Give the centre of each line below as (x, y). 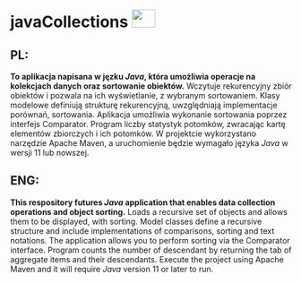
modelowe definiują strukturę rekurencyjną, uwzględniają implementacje (144, 105)
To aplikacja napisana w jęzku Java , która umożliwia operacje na (133, 77)
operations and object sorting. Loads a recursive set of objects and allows (149, 211)
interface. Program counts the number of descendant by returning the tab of (151, 250)
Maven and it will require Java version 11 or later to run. (112, 269)
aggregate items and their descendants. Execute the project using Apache (147, 259)
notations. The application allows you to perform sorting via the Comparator (150, 240)
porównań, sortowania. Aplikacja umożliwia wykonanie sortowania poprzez (149, 115)
